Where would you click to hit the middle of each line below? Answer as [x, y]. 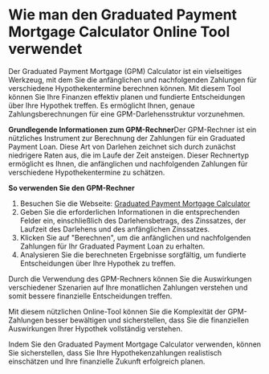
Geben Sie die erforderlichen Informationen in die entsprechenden [130, 212]
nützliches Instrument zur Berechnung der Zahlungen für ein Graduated [127, 138]
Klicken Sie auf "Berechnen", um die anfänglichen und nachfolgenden [135, 237]
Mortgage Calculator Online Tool [119, 32]
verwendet [45, 49]
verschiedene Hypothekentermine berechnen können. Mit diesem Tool [125, 88]
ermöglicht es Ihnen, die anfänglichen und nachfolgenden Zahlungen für [128, 163]
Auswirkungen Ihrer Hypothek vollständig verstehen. [96, 328]
